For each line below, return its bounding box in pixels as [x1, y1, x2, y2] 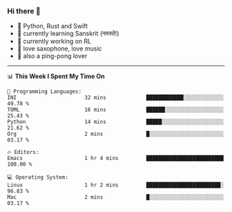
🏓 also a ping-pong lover [17, 52, 88, 60]
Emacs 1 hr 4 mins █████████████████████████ [7, 155, 224, 162]
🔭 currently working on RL [17, 37, 92, 46]
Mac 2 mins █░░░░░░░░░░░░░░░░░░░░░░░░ [7, 194, 224, 201]
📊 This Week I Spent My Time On [7, 72, 105, 80]
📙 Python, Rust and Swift [17, 22, 88, 30]
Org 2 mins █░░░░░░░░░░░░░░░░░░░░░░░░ [7, 131, 224, 138]
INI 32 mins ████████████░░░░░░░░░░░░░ [7, 94, 224, 101]
